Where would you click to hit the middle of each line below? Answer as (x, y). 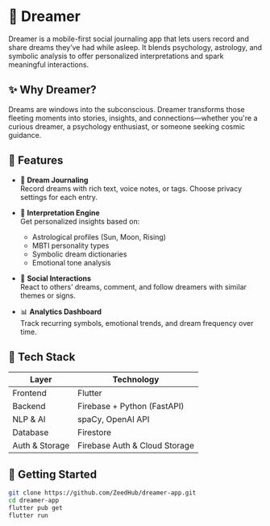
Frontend (29, 393)
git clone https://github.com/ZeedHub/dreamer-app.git (102, 493)
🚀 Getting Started (53, 474)
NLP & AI (29, 420)
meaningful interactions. (49, 65)
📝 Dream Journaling (54, 180)
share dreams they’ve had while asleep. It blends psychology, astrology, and (135, 47)
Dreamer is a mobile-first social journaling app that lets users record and (129, 39)
